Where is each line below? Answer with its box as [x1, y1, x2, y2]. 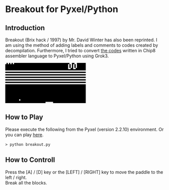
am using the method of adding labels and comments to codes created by [5, 42, 158, 48]
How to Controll [5, 156, 55, 164]
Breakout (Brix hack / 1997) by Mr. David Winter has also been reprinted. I [5, 37, 157, 43]
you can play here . [5, 132, 44, 138]
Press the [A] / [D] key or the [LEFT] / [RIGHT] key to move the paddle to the [5, 169, 163, 175]
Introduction [5, 24, 45, 32]
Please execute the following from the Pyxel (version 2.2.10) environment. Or [5, 126, 164, 132]
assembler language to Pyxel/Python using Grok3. [5, 53, 109, 59]
